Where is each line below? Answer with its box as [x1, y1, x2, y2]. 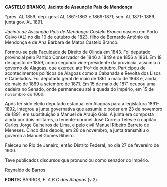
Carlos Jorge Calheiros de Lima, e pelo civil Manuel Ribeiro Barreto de [5, 122, 150, 128]
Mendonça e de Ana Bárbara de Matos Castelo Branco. [5, 39, 119, 45]
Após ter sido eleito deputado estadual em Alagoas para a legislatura [5, 101, 147, 106]
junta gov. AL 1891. [5, 19, 44, 25]
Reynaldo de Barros [5, 167, 46, 173]
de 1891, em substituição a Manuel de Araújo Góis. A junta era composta [5, 111, 154, 117]
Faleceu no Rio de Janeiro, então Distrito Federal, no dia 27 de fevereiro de [5, 142, 159, 148]
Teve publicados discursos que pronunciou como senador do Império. [5, 157, 150, 163]
